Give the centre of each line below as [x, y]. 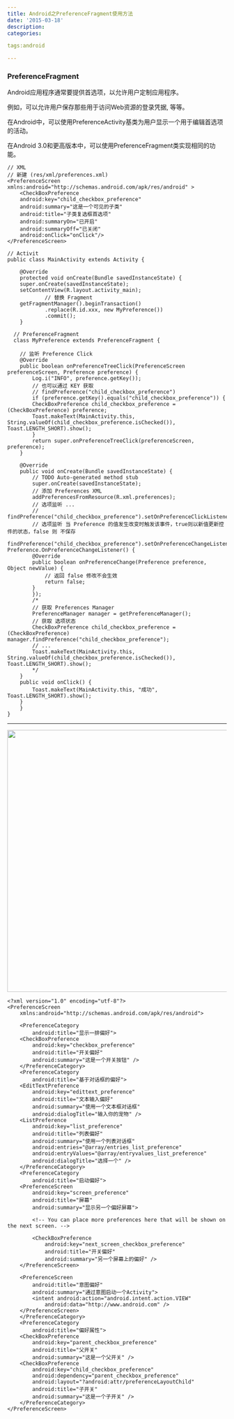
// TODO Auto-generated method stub [85, 478]
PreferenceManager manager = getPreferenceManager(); [112, 614]
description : [26, 27]
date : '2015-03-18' [36, 20]
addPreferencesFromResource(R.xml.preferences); [104, 497]
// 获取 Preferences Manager [73, 608]
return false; [65, 582]
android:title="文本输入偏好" [73, 1100]
